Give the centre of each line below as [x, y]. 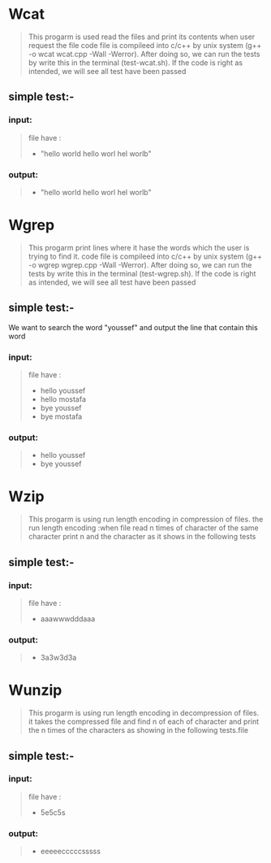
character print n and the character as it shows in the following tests [142, 537]
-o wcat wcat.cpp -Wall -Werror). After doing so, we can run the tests [144, 54]
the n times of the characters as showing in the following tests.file [138, 730]
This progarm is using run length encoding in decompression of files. [144, 713]
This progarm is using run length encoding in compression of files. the [146, 519]
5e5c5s [53, 812]
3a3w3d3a [58, 658]
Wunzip [35, 690]
